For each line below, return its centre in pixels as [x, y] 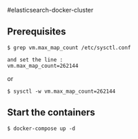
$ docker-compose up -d [41, 128]
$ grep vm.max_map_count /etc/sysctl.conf [69, 48]
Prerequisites [37, 31]
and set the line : [35, 59]
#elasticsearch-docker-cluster [50, 10]
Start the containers [51, 112]
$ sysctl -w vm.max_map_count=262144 [61, 91]
